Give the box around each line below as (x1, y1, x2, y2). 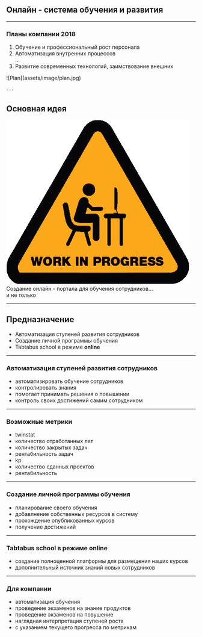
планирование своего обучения (14, 504, 97, 511)
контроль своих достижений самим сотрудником (14, 397, 143, 404)
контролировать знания (14, 384, 77, 391)
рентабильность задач (14, 450, 74, 458)
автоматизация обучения (14, 598, 81, 606)
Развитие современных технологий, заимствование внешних (14, 63, 174, 70)
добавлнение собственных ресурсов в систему (14, 510, 138, 517)
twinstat (14, 431, 35, 438)
